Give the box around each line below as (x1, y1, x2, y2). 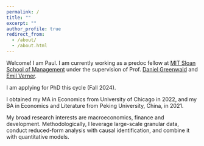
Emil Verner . (6, 72, 37, 79)
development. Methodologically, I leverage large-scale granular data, (6, 120, 180, 127)
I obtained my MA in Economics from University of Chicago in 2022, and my (6, 95, 197, 103)
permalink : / (6, 8, 40, 15)
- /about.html (12, 43, 47, 49)
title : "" (6, 15, 32, 21)
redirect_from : (6, 32, 45, 38)
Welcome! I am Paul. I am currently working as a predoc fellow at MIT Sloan (6, 59, 196, 67)
